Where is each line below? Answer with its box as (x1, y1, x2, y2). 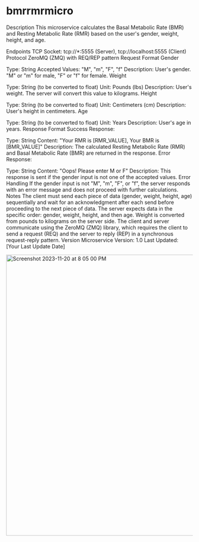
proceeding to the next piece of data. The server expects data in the (6, 205, 173, 212)
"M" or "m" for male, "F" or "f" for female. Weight (6, 72, 127, 79)
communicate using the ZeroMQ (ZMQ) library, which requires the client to (6, 224, 188, 231)
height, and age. (6, 36, 46, 43)
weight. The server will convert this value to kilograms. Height (6, 90, 157, 97)
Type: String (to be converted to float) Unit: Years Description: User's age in (6, 119, 191, 126)
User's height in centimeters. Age (6, 107, 88, 114)
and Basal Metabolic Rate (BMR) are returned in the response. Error (6, 149, 171, 157)
